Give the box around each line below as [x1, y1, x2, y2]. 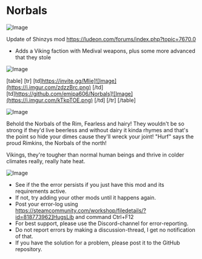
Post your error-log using [15, 200, 78, 207]
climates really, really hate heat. [6, 157, 86, 164]
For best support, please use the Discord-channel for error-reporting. [15, 220, 189, 227]
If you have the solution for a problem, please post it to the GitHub [15, 239, 180, 246]
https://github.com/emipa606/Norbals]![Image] [15, 90, 133, 97]
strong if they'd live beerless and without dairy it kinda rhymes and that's [6, 126, 189, 133]
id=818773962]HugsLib [15, 213, 75, 220]
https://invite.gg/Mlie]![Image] [41, 77, 117, 84]
